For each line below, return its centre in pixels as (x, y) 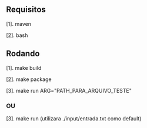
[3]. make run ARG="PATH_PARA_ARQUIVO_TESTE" (69, 90)
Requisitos (26, 10)
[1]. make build (24, 68)
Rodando (23, 54)
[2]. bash (17, 35)
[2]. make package (29, 79)
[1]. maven (19, 23)
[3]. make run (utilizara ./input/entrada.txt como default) (74, 118)
